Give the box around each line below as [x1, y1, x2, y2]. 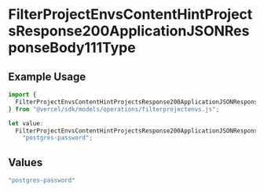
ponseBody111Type [8, 39, 136, 56]
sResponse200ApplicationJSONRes [8, 22, 250, 40]
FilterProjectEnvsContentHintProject [8, 5, 253, 24]
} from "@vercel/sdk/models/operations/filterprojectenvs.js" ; [8, 105, 220, 113]
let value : [8, 119, 44, 127]
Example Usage [8, 70, 86, 83]
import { [8, 91, 37, 99]
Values [8, 155, 43, 169]
